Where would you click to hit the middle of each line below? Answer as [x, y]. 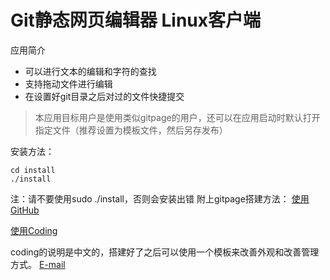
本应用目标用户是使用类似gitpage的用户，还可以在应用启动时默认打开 [177, 117]
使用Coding [34, 230]
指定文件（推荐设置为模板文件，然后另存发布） [131, 130]
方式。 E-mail [38, 264]
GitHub [25, 210]
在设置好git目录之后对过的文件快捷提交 [104, 96]
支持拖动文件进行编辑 [68, 83]
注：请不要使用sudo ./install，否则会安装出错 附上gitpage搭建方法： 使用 [160, 198]
